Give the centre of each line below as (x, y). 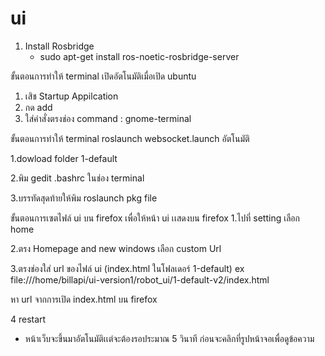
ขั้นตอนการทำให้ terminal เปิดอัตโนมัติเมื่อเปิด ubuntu (103, 76)
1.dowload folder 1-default (64, 158)
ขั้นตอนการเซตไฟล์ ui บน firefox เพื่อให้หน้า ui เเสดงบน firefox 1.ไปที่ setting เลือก (155, 218)
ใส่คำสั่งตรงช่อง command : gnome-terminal (108, 118)
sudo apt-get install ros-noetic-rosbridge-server (139, 56)
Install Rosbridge (59, 46)
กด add (38, 107)
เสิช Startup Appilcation (71, 96)
